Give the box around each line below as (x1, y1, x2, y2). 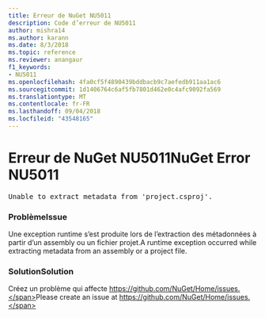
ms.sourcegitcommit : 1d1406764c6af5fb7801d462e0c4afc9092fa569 (8, 85, 221, 94)
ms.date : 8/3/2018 (8, 41, 69, 49)
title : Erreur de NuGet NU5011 (8, 11, 112, 20)
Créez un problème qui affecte (8, 284, 108, 293)
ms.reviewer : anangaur (8, 56, 83, 64)
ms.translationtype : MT (8, 93, 87, 101)
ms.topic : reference (8, 48, 77, 56)
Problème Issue (8, 211, 67, 222)
